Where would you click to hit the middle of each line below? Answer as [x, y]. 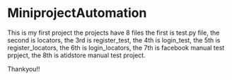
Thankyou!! [24, 69]
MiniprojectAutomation [77, 13]
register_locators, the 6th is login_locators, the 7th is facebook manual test [116, 47]
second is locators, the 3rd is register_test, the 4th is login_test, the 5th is [114, 40]
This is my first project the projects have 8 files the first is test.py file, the [114, 33]
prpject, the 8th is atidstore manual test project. [77, 55]
